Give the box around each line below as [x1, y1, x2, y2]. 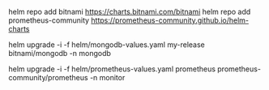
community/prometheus [8, 73, 88, 82]
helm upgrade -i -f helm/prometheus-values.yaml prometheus [8, 64, 216, 74]
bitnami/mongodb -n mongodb [8, 49, 112, 58]
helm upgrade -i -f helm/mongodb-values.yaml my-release [8, 40, 205, 49]
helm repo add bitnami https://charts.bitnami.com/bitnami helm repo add [8, 7, 251, 16]
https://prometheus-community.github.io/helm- [91, 15, 250, 25]
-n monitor [89, 73, 126, 82]
